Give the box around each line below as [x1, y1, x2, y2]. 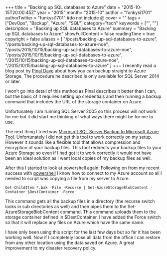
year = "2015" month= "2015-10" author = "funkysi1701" [37, 9, 152, 15]
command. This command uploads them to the [60, 209, 156, 215]
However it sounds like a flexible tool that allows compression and [5, 139, 141, 145]
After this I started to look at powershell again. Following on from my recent [5, 165, 160, 171]
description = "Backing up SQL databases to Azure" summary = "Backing [5, 25, 156, 31]
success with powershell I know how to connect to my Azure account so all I [5, 170, 162, 176]
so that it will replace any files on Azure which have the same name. [5, 220, 145, 225]
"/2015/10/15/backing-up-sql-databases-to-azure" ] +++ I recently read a [5, 62, 156, 68]
